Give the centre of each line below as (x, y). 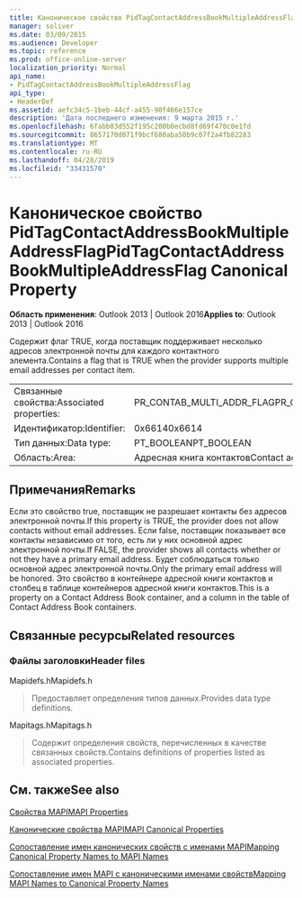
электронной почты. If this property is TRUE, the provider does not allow (144, 521)
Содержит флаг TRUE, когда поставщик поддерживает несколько (136, 341)
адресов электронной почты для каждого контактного (115, 351)
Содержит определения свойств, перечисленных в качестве (149, 742)
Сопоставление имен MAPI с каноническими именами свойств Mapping (147, 874)
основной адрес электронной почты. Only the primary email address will (146, 569)
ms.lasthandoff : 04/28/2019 (62, 160)
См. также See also (64, 790)
